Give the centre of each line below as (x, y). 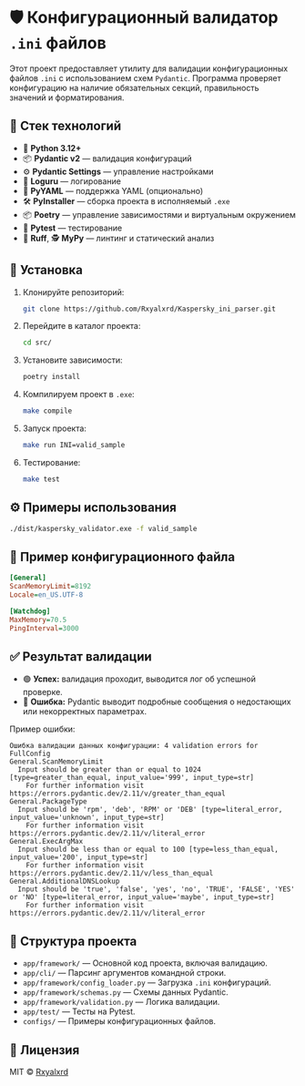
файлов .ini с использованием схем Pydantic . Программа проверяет (146, 77)
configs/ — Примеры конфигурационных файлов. (119, 1021)
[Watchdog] (30, 611)
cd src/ (37, 343)
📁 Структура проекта (73, 941)
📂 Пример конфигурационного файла (122, 557)
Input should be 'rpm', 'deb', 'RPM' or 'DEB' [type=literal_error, (150, 810)
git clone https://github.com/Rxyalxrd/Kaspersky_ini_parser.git (149, 309)
